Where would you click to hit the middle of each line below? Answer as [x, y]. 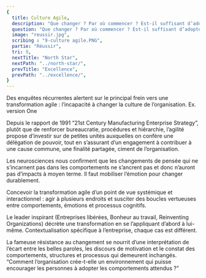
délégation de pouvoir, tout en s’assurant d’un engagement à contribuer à [99, 142]
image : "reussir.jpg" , [41, 35]
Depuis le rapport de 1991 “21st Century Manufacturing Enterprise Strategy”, [103, 123]
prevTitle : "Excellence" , [45, 69]
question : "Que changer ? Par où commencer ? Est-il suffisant [94, 29]
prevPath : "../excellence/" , [49, 75]
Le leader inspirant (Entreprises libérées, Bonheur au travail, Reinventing [97, 217]
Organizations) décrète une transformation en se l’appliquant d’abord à [96, 224]
